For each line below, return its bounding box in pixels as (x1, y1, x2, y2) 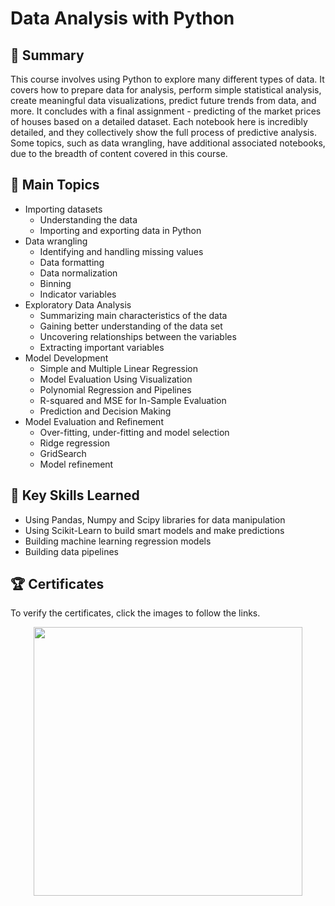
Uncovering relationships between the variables (39, 330, 237, 342)
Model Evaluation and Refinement (24, 415, 164, 427)
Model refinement (39, 458, 114, 470)
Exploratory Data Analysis (24, 298, 132, 311)
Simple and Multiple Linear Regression (39, 362, 199, 374)
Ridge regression (39, 437, 111, 449)
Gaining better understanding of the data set (39, 320, 223, 332)
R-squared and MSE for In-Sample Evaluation (39, 394, 227, 406)
